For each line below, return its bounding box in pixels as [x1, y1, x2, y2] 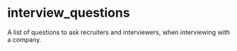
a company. [7, 35, 42, 43]
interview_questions [7, 5, 130, 21]
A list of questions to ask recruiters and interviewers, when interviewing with [7, 28, 231, 36]
